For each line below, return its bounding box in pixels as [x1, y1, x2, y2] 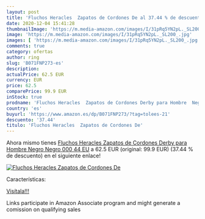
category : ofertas [6, 49, 53, 55]
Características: [6, 176, 46, 183]
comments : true [6, 43, 45, 49]
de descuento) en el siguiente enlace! [6, 152, 101, 159]
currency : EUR [6, 77, 43, 83]
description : [6, 65, 40, 72]
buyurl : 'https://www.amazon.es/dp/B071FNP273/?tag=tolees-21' [6, 111, 171, 117]
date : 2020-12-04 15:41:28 [6, 20, 75, 26]
